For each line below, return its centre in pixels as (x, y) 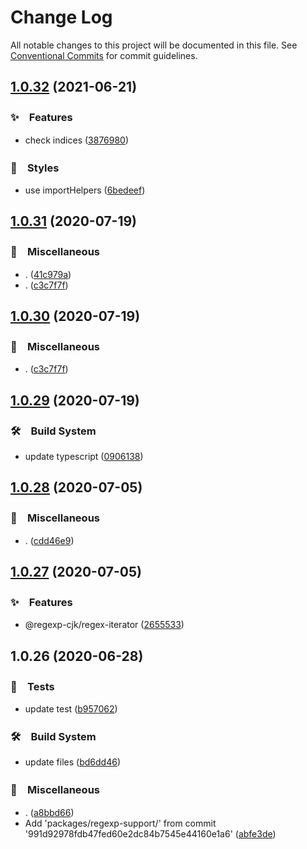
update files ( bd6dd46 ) (72, 762)
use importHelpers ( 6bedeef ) (85, 190)
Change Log (61, 17)
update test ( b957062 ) (71, 709)
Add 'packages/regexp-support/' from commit (120, 823)
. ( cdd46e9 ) (49, 540)
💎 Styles (35, 168)
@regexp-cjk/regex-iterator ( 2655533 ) (104, 625)
